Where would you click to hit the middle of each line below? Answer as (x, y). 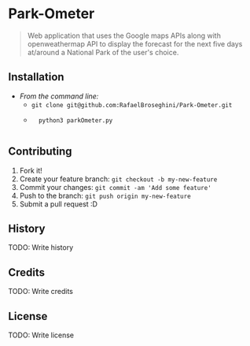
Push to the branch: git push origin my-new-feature (105, 195)
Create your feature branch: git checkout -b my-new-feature (118, 179)
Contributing (40, 152)
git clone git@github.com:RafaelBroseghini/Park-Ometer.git (132, 105)
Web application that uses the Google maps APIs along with (124, 35)
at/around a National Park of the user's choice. (103, 52)
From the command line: (59, 96)
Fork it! (31, 170)
